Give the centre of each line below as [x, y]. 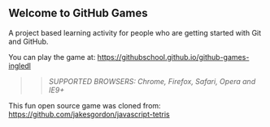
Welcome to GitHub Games [78, 13]
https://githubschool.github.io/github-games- [173, 57]
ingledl [20, 66]
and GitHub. [28, 41]
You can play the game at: [52, 57]
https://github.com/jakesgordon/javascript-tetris [89, 114]
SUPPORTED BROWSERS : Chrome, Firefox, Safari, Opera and [152, 81]
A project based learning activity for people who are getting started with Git [135, 32]
